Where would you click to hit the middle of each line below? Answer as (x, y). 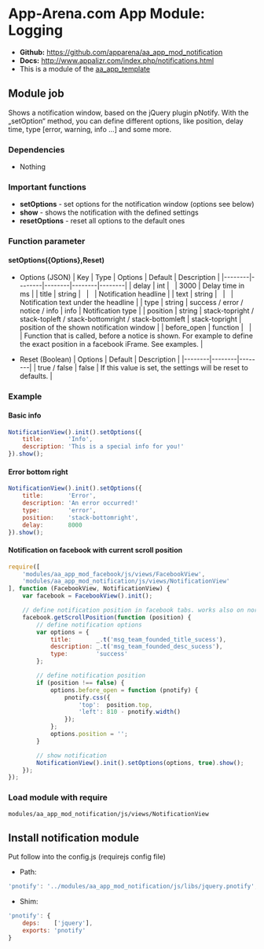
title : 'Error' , (59, 496)
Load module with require (58, 797)
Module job (36, 94)
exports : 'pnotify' (54, 930)
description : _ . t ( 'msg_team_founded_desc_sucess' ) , (136, 647)
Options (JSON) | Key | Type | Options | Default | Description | (119, 278)
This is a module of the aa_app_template (85, 68)
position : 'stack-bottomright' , (81, 517)
